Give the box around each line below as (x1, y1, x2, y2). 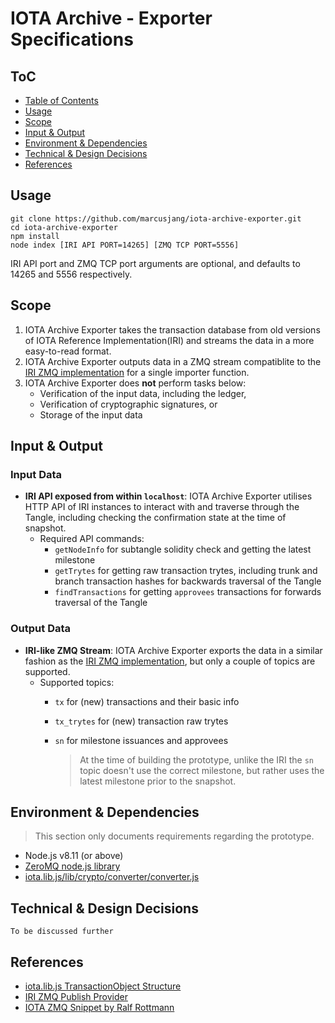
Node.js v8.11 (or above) (24, 850, 124, 862)
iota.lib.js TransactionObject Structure (24, 980, 182, 992)
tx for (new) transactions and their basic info (54, 695, 240, 707)
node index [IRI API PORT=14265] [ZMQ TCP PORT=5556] (10, 240, 240, 250)
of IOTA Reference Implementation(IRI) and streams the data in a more (24, 334, 315, 346)
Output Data (10, 622, 72, 636)
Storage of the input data (39, 408, 143, 421)
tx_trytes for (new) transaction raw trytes (54, 715, 229, 727)
